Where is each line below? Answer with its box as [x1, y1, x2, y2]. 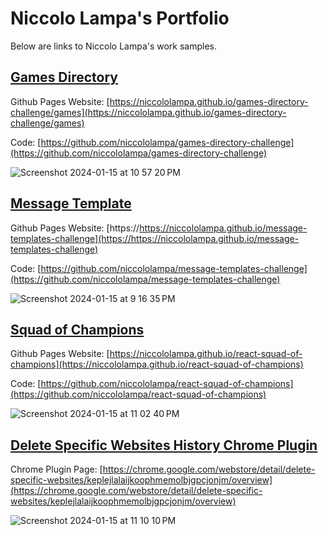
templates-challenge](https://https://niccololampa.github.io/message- [10, 232, 300, 244]
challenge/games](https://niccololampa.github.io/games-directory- [10, 106, 287, 118]
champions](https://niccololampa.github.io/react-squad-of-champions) [10, 358, 304, 371]
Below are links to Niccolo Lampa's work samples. [10, 40, 218, 52]
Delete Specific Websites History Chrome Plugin [10, 437, 318, 454]
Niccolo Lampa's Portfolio [10, 7, 230, 30]
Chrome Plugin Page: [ [10, 463, 103, 476]
